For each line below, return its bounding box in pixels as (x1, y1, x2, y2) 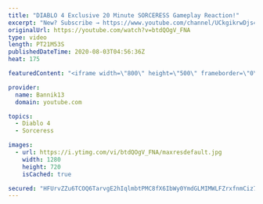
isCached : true (22, 170, 72, 178)
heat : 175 (8, 56, 41, 64)
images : (8, 141, 34, 149)
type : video (8, 33, 47, 42)
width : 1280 (22, 155, 61, 163)
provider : (8, 83, 41, 91)
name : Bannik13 (15, 91, 65, 99)
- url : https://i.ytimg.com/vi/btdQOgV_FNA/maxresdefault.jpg (15, 148, 222, 156)
